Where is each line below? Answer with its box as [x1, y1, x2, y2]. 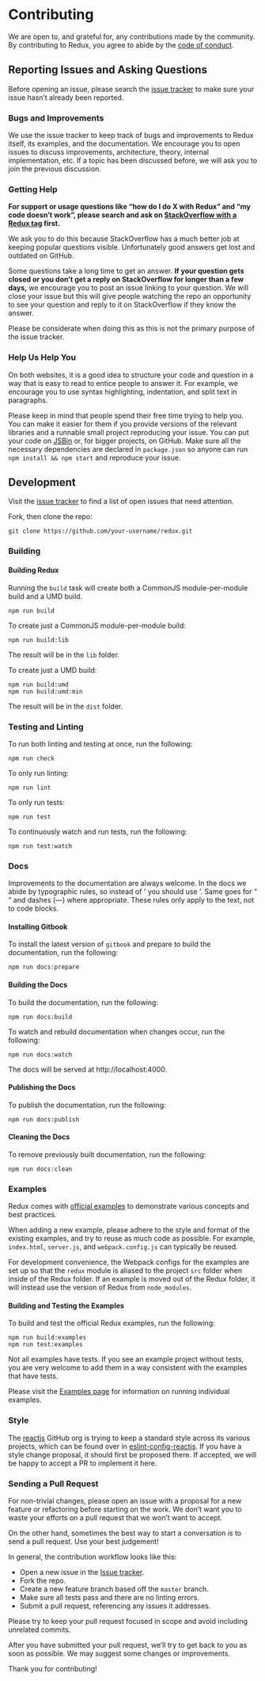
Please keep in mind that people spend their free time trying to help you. [8, 411, 244, 420]
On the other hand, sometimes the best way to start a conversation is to [8, 1528, 242, 1538]
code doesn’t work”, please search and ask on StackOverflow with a [8, 210, 237, 220]
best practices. [8, 1210, 57, 1220]
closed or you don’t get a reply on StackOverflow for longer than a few [8, 275, 244, 285]
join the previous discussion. [8, 164, 101, 174]
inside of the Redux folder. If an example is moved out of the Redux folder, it [8, 1274, 256, 1284]
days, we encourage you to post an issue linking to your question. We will [8, 283, 249, 292]
